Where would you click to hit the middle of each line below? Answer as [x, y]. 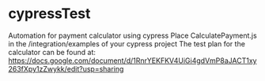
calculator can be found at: [52, 52]
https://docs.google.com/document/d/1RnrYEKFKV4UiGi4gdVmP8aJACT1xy [132, 61]
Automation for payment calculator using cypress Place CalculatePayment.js [132, 35]
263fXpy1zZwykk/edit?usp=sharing [66, 68]
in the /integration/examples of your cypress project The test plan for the [127, 43]
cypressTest [49, 14]
